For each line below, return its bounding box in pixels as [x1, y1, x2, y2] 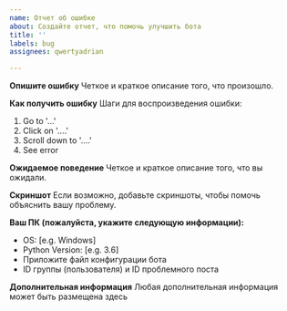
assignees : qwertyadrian [9, 47, 104, 57]
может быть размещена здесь [9, 291, 128, 302]
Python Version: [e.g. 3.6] [22, 244, 119, 255]
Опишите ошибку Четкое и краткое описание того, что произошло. [9, 80, 274, 91]
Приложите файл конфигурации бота [22, 254, 167, 265]
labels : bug [9, 38, 55, 48]
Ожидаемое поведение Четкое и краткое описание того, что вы [9, 162, 263, 173]
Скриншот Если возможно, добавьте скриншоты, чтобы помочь [9, 190, 261, 201]
